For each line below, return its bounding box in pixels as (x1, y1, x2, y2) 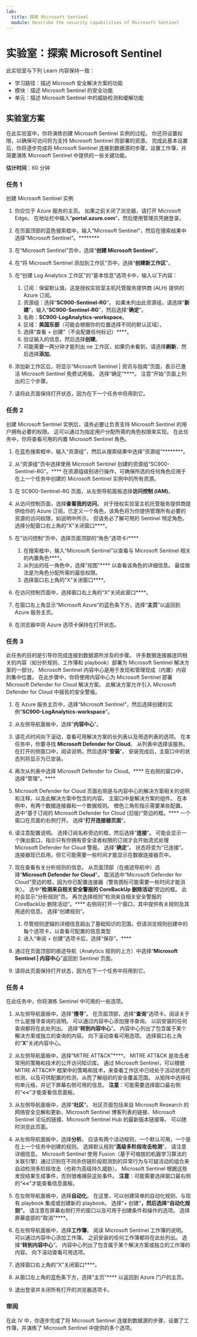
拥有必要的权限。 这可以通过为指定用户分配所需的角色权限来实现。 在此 (11, 428, 184, 435)
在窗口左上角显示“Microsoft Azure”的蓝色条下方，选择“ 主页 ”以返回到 (14, 601, 181, 608)
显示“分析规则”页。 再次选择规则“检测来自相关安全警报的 (25, 893, 162, 900)
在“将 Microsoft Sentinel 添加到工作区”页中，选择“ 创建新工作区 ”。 (14, 260, 174, 267)
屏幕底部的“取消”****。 (14, 1214, 72, 1221)
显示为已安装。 (30, 755, 66, 762)
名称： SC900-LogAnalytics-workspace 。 (23, 314, 128, 321)
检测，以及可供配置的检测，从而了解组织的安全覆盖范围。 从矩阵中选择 (14, 1074, 186, 1081)
